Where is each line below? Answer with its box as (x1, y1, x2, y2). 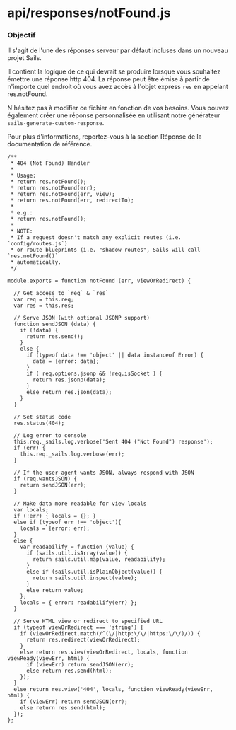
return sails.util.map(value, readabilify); (33, 556, 166, 563)
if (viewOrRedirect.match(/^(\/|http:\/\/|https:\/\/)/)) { (20, 630, 201, 637)
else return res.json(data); (25, 389, 112, 396)
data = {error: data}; (33, 358, 100, 365)
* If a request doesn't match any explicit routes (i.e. (10, 234, 182, 241)
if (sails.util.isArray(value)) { (25, 550, 129, 557)
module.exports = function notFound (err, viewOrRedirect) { (7, 277, 191, 284)
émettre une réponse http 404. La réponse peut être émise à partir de (7, 75, 210, 83)
